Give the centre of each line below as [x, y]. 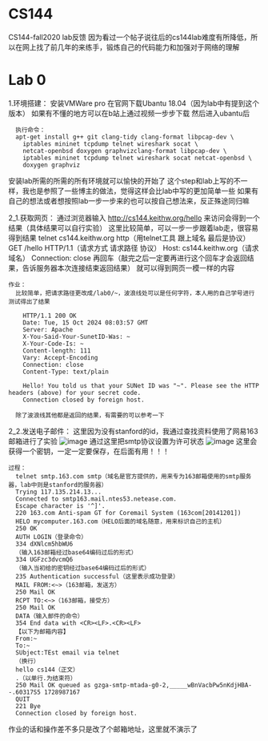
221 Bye [28, 706]
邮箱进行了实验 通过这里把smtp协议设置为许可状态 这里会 [133, 441]
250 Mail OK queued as [53, 685]
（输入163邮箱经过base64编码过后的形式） [76, 552]
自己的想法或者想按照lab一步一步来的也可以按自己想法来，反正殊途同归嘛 [129, 200]
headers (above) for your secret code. [75, 393]
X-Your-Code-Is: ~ [53, 344]
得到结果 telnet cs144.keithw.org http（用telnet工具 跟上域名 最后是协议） [129, 238]
